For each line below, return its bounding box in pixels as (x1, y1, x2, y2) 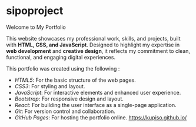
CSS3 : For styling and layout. (14, 82, 85, 89)
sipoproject (6, 4, 64, 18)
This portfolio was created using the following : (6, 65, 120, 72)
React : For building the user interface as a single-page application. (14, 101, 177, 108)
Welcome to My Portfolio (6, 24, 67, 31)
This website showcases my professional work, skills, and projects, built (6, 35, 181, 42)
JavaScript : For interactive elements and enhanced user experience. (14, 89, 181, 96)
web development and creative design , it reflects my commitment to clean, (6, 47, 190, 54)
